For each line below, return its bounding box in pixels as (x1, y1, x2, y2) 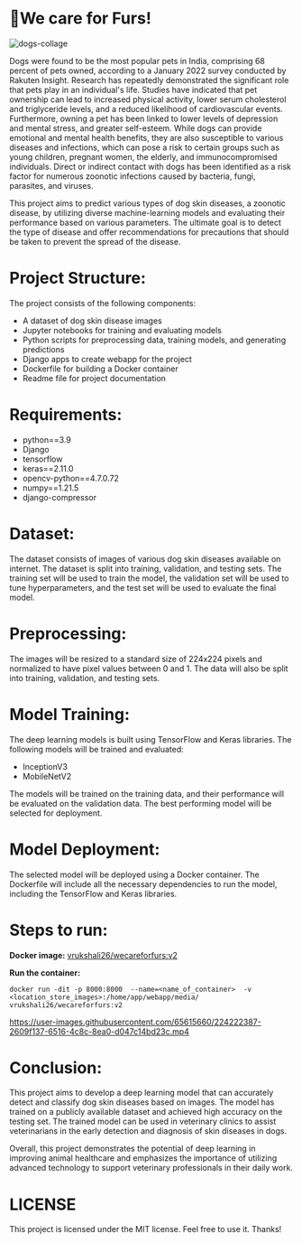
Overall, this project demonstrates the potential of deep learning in (9, 1143, 256, 1154)
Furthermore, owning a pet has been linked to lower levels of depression (9, 113, 279, 124)
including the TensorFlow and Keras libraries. (9, 888, 178, 899)
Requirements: (9, 405, 123, 425)
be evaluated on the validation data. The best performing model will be (9, 798, 272, 808)
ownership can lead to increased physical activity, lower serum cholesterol (9, 94, 287, 105)
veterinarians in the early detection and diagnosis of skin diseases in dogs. (9, 1126, 287, 1136)
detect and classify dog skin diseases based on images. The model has (9, 1097, 275, 1107)
